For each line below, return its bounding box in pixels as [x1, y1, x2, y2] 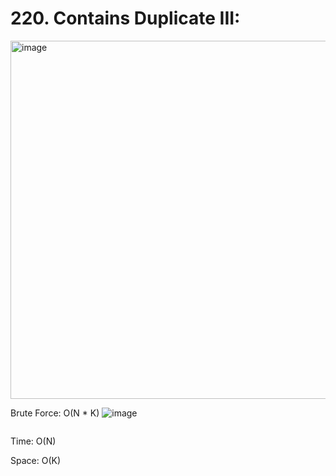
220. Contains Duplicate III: [10, 7, 241, 30]
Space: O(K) [10, 454, 62, 466]
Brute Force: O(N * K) [10, 407, 100, 419]
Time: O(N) [10, 435, 57, 447]
